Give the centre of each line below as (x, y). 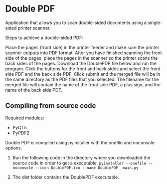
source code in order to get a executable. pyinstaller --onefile (79, 163)
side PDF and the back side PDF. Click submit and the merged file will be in (83, 74)
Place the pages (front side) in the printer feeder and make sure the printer (82, 47)
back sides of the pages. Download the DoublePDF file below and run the (81, 63)
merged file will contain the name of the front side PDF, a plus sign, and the (83, 84)
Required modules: (25, 118)
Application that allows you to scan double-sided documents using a (76, 23)
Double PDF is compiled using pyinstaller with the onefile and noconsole (80, 142)
